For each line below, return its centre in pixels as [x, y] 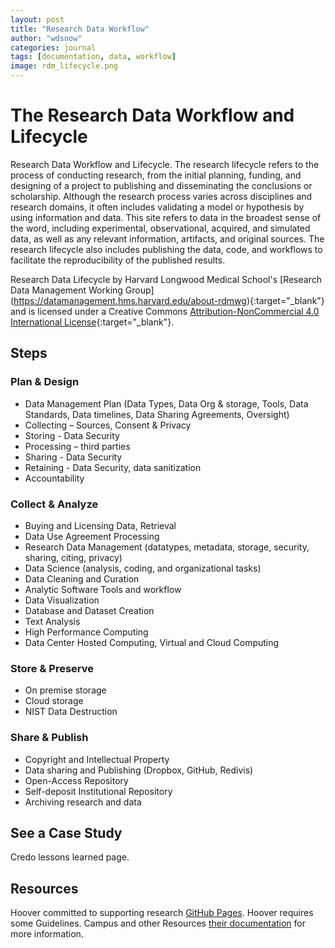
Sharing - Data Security [73, 457]
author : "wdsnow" [46, 38]
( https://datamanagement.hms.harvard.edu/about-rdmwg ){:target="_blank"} [167, 300]
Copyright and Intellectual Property [97, 759]
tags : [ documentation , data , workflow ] [93, 57]
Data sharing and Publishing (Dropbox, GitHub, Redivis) [139, 770]
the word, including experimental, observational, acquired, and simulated [160, 228]
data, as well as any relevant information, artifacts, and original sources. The [167, 238]
